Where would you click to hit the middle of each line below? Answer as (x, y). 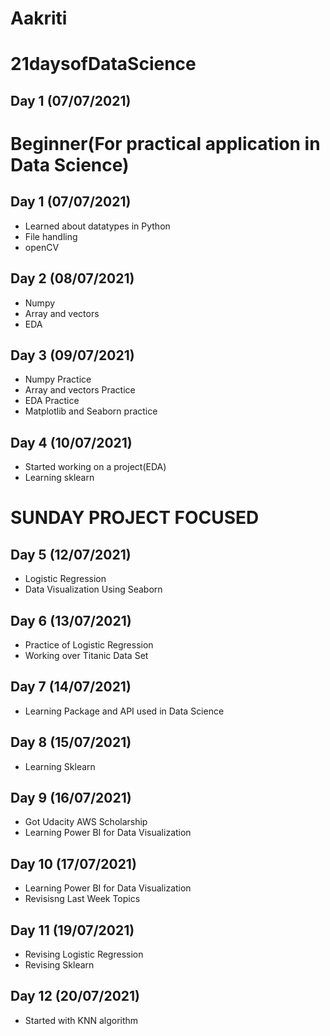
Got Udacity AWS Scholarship (86, 822)
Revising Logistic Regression (84, 954)
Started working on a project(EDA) (95, 467)
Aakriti (39, 18)
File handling (51, 236)
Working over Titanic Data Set (86, 656)
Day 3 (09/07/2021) (72, 355)
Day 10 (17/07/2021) (73, 863)
